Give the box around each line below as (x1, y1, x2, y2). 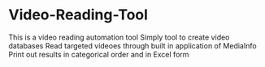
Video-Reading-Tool (8, 6, 149, 24)
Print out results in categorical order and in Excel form (8, 49, 189, 59)
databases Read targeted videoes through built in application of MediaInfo (8, 40, 258, 50)
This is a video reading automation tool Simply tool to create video (8, 32, 230, 42)
